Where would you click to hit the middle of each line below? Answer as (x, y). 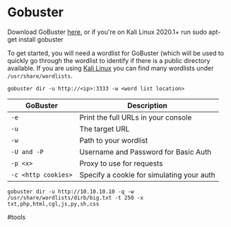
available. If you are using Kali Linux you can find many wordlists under (111, 68)
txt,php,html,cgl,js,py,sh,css (53, 204)
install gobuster (41, 39)
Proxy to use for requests (121, 163)
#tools (17, 217)
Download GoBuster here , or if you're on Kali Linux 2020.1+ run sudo (107, 32)
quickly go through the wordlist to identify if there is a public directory (109, 60)
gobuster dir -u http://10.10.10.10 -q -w (71, 192)
